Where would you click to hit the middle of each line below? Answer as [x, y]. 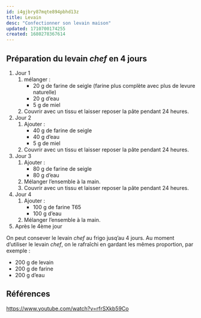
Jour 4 [23, 194]
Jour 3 [23, 156]
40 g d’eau [46, 136]
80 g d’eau [46, 175]
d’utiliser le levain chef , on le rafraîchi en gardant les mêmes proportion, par [100, 244]
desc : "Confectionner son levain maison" [59, 23]
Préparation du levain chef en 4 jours [77, 59]
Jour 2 [23, 117]
